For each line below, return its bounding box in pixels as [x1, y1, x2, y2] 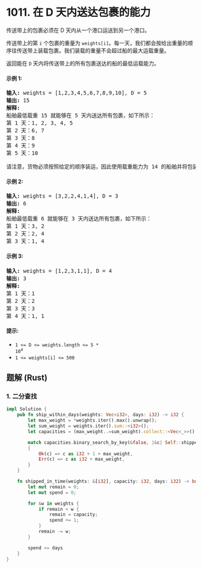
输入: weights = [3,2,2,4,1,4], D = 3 [6, 193, 118, 199]
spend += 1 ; [49, 517, 79, 523]
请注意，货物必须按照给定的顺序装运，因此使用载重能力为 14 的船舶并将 [6, 163, 188, 170]
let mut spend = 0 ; [28, 489, 77, 496]
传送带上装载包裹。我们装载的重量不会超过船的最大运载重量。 [16, 46, 170, 54]
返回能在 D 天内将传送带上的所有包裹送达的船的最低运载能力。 [6, 60, 160, 67]
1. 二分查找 [6, 392, 37, 401]
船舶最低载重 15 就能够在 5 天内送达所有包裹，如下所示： [6, 112, 155, 119]
